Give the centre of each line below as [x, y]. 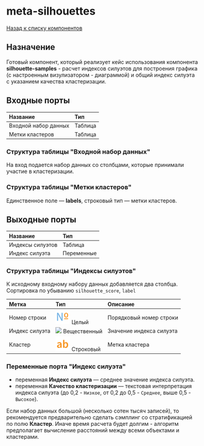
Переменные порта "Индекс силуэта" [66, 366]
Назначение [31, 47]
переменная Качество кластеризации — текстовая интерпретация [104, 386]
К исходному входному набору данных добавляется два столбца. [92, 284]
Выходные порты [41, 220]
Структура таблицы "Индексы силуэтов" [71, 271]
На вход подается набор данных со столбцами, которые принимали [95, 165]
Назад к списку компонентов [44, 28]
